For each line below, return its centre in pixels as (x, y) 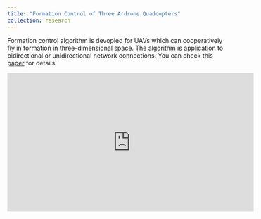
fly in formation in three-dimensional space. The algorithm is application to (115, 48)
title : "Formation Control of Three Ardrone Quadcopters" (94, 14)
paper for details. (32, 63)
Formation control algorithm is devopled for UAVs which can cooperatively (115, 40)
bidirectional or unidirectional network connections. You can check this (110, 55)
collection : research (39, 20)
